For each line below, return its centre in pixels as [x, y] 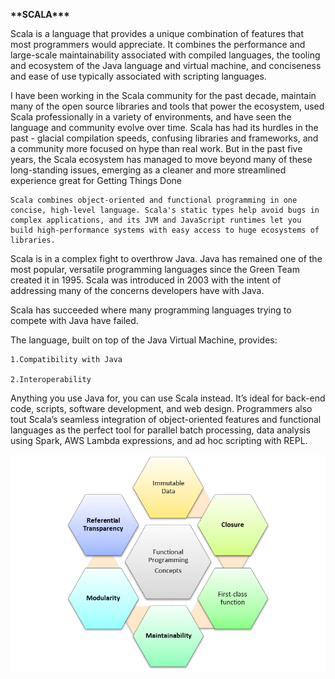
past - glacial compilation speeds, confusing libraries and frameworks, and [164, 138]
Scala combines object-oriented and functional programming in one [154, 200]
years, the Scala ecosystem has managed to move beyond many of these [161, 159]
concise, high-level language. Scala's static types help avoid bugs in [165, 210]
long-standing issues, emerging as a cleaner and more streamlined [148, 170]
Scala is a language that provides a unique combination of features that [157, 33]
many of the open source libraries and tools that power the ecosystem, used [167, 106]
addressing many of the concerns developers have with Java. [137, 290]
